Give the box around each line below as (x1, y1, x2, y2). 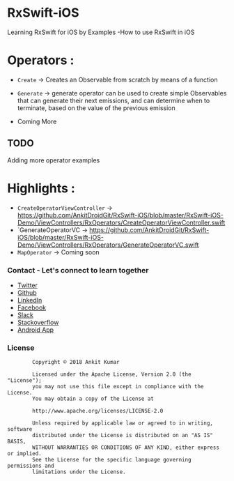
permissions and (7, 462, 54, 470)
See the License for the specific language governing (32, 457, 192, 464)
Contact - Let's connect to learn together (7, 265, 149, 275)
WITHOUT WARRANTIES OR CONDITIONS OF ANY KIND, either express (32, 444, 219, 451)
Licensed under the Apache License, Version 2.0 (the (32, 371, 192, 378)
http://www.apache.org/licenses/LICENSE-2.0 (32, 408, 164, 415)
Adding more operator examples (7, 155, 100, 165)
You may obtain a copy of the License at (32, 395, 155, 402)
